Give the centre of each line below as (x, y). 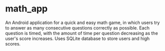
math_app (26, 9)
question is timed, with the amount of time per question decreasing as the (82, 33)
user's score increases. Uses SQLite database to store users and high (77, 38)
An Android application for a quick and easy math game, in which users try (82, 22)
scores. (13, 43)
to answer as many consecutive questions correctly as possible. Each (77, 27)
